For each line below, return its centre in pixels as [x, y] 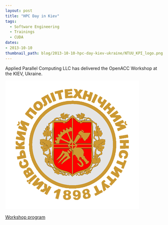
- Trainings [22, 32]
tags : [11, 21]
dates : [12, 43]
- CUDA [17, 37]
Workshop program [25, 217]
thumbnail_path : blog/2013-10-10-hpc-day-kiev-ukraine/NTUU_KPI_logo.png [84, 53]
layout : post [19, 11]
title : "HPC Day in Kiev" [32, 16]
